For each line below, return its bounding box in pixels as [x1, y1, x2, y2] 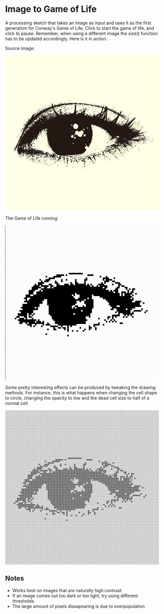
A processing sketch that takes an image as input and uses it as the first [5, 20, 152, 26]
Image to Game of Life [5, 3, 97, 15]
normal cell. [5, 400, 29, 406]
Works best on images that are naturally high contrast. [12, 587, 123, 593]
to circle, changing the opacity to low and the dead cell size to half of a [5, 395, 150, 401]
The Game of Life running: [5, 215, 59, 221]
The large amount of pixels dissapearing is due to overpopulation [12, 603, 145, 609]
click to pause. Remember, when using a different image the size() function [5, 30, 158, 36]
